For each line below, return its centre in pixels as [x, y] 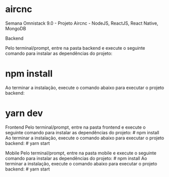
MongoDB [16, 28]
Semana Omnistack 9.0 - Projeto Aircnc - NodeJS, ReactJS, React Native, [82, 23]
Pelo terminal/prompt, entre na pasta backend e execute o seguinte [75, 48]
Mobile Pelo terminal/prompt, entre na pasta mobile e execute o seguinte [81, 153]
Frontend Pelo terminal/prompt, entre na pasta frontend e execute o [75, 127]
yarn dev [24, 113]
